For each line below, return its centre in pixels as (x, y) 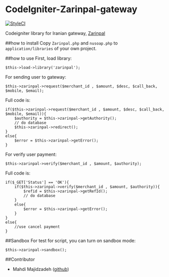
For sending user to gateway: (36, 77)
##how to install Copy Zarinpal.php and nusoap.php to (62, 43)
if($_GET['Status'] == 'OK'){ (37, 182)
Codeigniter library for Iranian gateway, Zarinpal (55, 33)
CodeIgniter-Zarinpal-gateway (71, 9)
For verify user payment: (31, 154)
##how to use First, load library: (39, 58)
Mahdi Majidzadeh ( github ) (41, 269)
